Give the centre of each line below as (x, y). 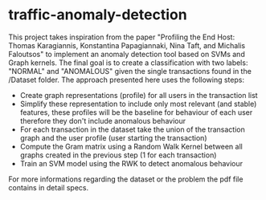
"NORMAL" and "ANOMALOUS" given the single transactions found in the (130, 71)
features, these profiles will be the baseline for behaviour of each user (136, 112)
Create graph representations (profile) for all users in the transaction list (139, 95)
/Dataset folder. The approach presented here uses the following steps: (127, 80)
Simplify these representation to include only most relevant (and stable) (138, 104)
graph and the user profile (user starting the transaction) (113, 137)
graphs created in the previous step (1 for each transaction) (118, 155)
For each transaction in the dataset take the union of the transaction (132, 129)
